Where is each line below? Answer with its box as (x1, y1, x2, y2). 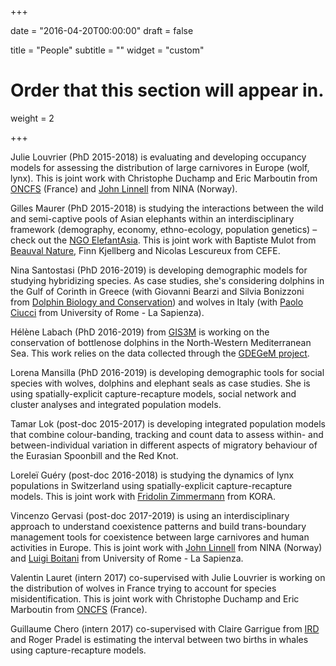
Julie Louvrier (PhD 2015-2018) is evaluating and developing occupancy (10, 151, 307, 163)
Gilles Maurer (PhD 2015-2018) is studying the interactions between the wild (10, 202, 324, 214)
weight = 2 (10, 112, 55, 124)
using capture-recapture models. (10, 644, 147, 656)
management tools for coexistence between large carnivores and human (10, 531, 310, 543)
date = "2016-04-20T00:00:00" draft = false (10, 25, 194, 36)
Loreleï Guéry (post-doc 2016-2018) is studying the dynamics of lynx (10, 469, 295, 481)
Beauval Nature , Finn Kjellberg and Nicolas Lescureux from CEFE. (10, 244, 281, 256)
